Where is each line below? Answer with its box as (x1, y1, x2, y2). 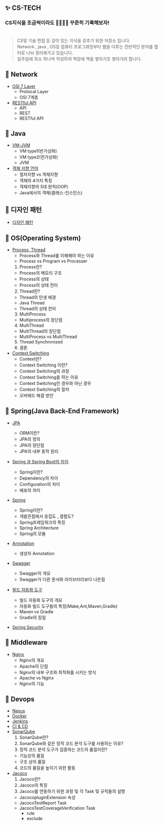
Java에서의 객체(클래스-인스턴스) (19, 190, 83, 196)
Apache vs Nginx (19, 675, 54, 681)
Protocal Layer (19, 88, 49, 94)
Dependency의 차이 (19, 475, 58, 481)
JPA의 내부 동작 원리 (19, 448, 59, 454)
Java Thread (19, 300, 45, 305)
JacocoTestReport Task (19, 800, 67, 806)
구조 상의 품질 (19, 759, 46, 765)
